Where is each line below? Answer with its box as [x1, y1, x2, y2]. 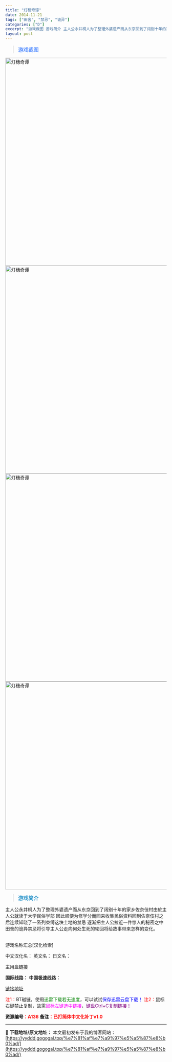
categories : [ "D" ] [5, 21, 45, 27]
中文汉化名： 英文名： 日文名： [5, 953, 71, 959]
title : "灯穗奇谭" [5, 7, 42, 13]
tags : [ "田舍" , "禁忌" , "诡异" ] [5, 17, 70, 22]
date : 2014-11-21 [5, 12, 42, 17]
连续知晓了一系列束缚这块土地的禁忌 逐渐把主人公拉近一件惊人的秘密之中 [9, 919, 164, 925]
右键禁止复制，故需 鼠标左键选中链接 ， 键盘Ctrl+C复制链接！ [5, 1003, 132, 1009]
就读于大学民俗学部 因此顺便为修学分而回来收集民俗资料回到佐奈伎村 [14, 913, 159, 919]
